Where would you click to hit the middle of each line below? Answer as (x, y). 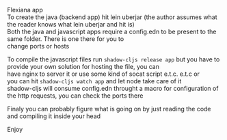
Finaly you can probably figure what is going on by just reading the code (109, 109)
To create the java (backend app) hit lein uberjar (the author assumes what (112, 17)
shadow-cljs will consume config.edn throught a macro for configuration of (113, 88)
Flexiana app (25, 10)
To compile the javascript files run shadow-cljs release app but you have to (113, 59)
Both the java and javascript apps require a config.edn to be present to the (112, 31)
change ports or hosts (38, 46)
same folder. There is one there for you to (66, 39)
